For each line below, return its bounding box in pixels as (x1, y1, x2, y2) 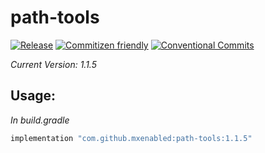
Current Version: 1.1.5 (10, 58, 97, 70)
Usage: (10, 87, 57, 105)
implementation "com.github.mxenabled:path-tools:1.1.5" (10, 133, 253, 143)
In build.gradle (10, 114, 70, 126)
